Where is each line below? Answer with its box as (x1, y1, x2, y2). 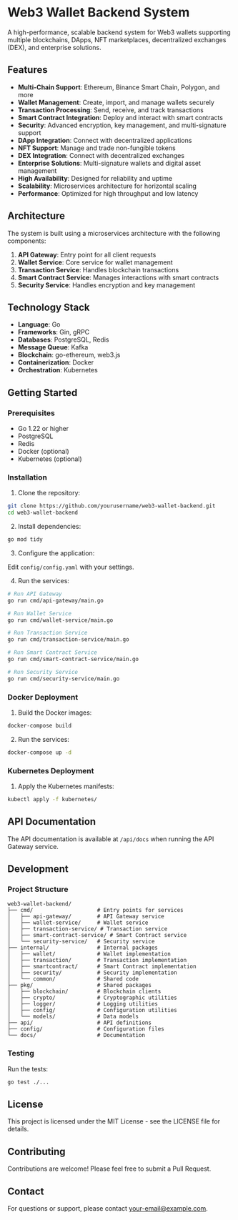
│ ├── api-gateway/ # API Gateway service (7, 913, 164, 921)
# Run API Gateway (7, 590, 62, 597)
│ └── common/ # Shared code (7, 976, 139, 983)
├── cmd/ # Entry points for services (7, 907, 184, 914)
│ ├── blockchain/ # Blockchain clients (7, 988, 162, 996)
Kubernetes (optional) (17, 455, 82, 463)
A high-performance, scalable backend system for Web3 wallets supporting (7, 28, 231, 36)
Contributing (7, 1145, 66, 1158)
